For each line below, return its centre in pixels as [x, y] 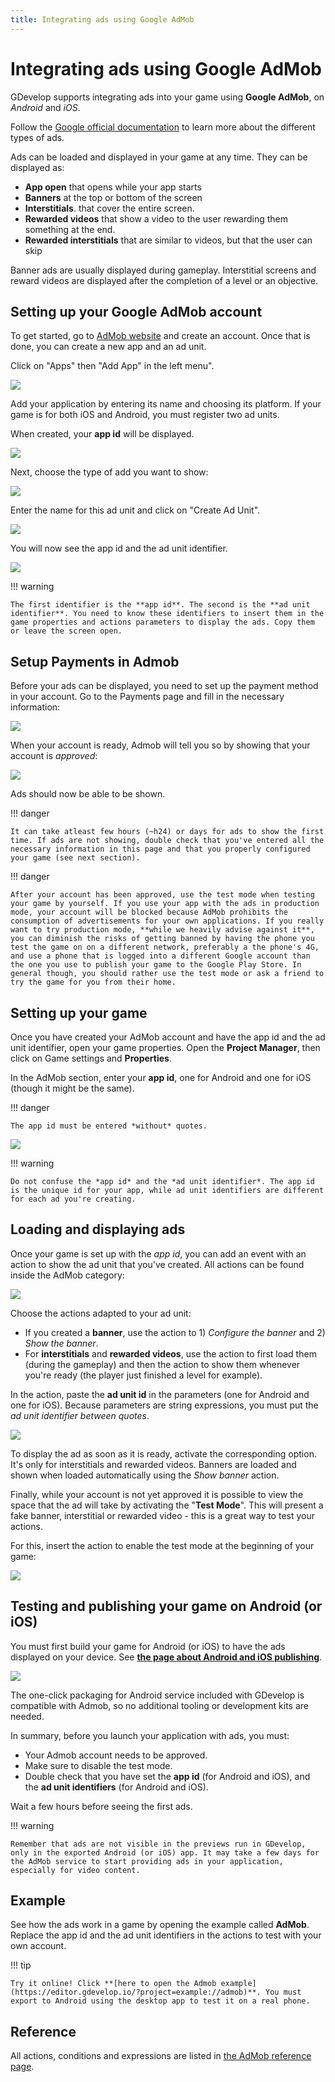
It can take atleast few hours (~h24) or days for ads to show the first [167, 832]
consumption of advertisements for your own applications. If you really [167, 921]
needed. [27, 1716]
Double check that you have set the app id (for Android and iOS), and [167, 1776]
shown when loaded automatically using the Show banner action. [145, 1475]
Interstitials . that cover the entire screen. [109, 208]
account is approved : [54, 756]
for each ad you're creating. [73, 1199]
